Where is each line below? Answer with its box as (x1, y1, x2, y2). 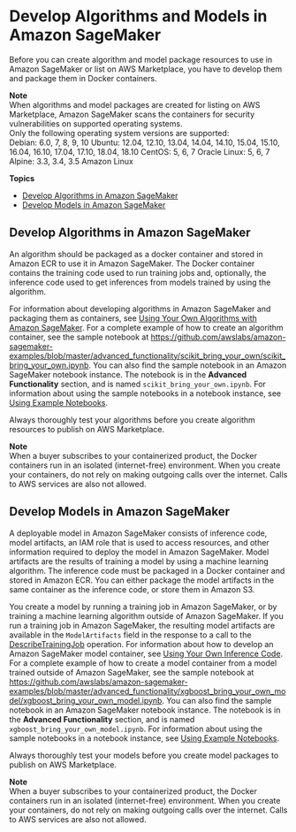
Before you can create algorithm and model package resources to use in (9, 54, 273, 65)
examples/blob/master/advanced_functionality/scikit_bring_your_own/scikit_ (9, 350, 286, 361)
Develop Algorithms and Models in (9, 6, 268, 27)
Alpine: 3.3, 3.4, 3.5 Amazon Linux (9, 156, 134, 166)
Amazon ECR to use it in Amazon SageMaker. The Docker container (9, 258, 255, 269)
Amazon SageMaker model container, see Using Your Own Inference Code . (9, 648, 284, 659)
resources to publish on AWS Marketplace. (9, 424, 165, 434)
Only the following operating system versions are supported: (9, 127, 230, 138)
